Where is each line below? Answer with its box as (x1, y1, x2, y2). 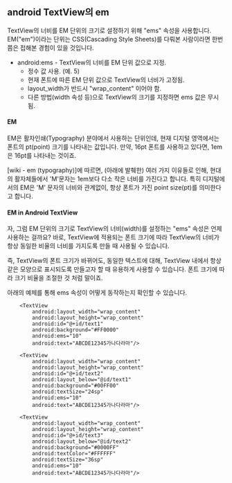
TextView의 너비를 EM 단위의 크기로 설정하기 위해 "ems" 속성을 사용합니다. (7, 26, 212, 35)
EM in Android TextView (7, 208, 78, 217)
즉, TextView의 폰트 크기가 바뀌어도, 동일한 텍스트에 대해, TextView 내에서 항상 (7, 257, 222, 265)
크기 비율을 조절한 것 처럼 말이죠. (14, 274, 103, 282)
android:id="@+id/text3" (32, 432, 104, 439)
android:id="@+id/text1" (32, 320, 104, 327)
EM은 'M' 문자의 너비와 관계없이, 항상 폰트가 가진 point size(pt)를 (19, 183, 198, 192)
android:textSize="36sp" (32, 456, 104, 464)
